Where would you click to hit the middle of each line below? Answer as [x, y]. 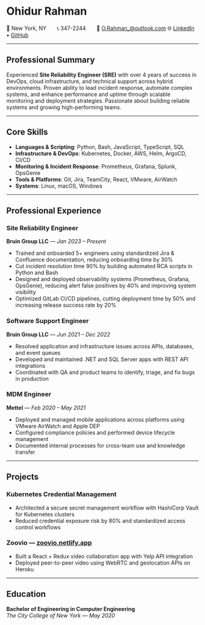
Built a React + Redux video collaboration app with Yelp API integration [104, 556]
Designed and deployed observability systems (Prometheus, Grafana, [103, 279]
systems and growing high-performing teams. [64, 107]
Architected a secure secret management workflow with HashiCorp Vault [107, 508]
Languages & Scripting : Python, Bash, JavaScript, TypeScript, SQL [100, 147]
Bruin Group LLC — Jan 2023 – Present [56, 241]
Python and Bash [37, 272]
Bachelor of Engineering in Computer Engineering [71, 609]
